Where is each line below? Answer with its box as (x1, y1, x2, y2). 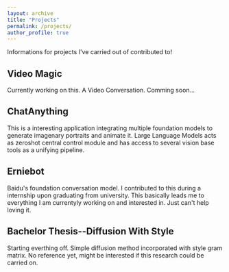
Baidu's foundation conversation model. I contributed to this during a (7, 184, 201, 192)
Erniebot (7, 166, 45, 177)
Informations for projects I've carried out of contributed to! (7, 48, 173, 56)
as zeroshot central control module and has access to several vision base (7, 138, 215, 147)
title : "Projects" (7, 16, 60, 23)
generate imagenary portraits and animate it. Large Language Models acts (7, 131, 217, 139)
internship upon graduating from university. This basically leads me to (7, 191, 204, 199)
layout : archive (7, 10, 53, 17)
